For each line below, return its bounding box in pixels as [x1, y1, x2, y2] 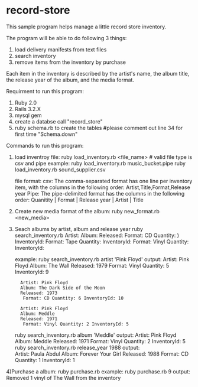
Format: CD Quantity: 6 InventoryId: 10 [22, 295, 124, 301]
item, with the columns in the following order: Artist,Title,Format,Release [14, 184, 190, 191]
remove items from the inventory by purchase [14, 58, 126, 66]
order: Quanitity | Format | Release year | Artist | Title [14, 196, 144, 203]
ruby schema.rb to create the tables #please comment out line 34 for [14, 124, 183, 131]
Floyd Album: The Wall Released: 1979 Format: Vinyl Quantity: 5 [14, 262, 170, 269]
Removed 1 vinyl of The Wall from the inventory [6, 374, 121, 381]
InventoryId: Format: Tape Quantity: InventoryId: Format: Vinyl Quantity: [14, 238, 189, 245]
